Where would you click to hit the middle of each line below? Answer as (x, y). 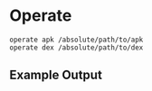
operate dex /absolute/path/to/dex (76, 47)
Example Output (56, 75)
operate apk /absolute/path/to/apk (76, 40)
